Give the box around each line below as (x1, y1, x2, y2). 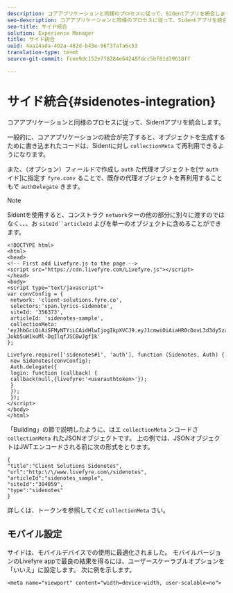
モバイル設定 (7, 528, 62, 540)
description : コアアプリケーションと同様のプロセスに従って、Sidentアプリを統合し (7, 10, 221, 17)
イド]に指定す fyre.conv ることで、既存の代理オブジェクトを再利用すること (7, 173, 223, 181)
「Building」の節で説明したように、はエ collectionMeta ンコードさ (7, 425, 199, 433)
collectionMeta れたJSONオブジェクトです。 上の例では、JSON (7, 434, 191, 442)
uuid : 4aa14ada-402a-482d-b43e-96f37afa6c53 (7, 42, 138, 49)
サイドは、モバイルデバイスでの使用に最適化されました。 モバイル (7, 548, 198, 556)
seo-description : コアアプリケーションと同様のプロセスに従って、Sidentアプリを (7, 17, 218, 24)
